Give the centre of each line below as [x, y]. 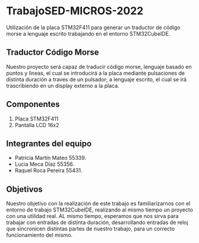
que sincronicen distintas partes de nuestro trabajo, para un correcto [91, 229]
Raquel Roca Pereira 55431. [48, 171]
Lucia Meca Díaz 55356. [44, 164]
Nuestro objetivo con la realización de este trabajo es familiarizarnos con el [98, 204]
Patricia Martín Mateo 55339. [50, 158]
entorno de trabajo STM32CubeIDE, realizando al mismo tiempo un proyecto [100, 210]
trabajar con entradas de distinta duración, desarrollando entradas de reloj [97, 223]
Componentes [33, 104]
